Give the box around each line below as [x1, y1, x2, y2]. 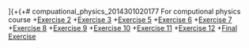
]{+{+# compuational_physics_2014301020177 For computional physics [8, 7, 241, 16]
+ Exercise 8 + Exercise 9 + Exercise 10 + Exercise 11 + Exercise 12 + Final [8, 24, 238, 32]
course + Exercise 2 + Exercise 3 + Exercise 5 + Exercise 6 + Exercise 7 [8, 15, 232, 24]
